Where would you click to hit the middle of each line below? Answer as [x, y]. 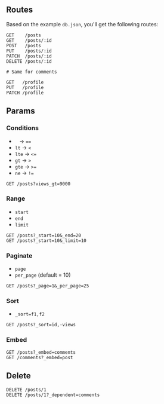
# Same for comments [32, 72]
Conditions [22, 128]
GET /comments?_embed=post [40, 357]
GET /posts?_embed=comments [41, 352]
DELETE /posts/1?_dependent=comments [53, 395]
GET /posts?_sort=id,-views [41, 325]
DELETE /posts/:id [29, 61]
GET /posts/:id [29, 40]
